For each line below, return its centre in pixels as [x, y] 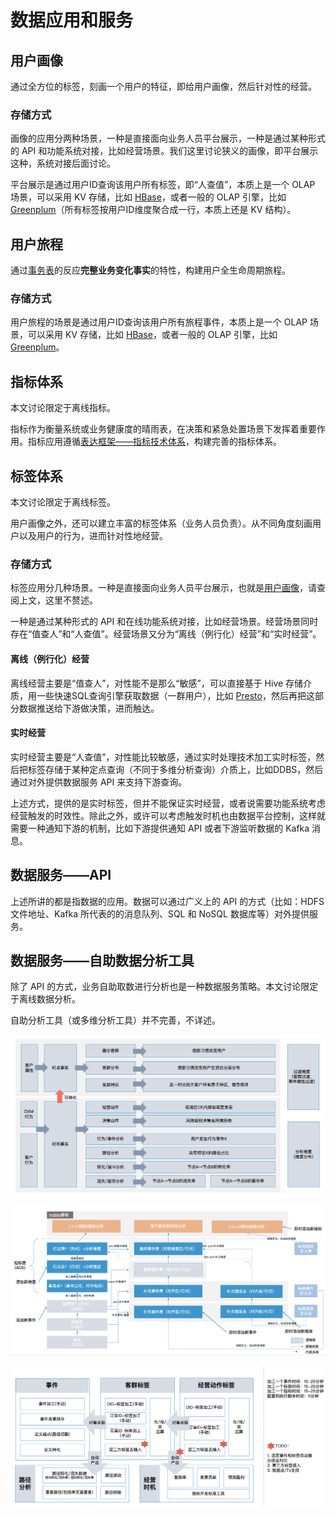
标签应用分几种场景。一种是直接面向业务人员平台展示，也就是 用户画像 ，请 [163, 588]
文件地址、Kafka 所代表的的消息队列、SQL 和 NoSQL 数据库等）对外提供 [160, 913]
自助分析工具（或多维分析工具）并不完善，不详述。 [115, 1020]
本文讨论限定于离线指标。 [63, 408]
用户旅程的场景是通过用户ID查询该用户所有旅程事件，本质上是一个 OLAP [159, 322]
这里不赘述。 [71, 600]
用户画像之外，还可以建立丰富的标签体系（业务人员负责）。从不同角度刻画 [161, 523]
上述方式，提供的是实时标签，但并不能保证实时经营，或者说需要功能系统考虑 [168, 803]
